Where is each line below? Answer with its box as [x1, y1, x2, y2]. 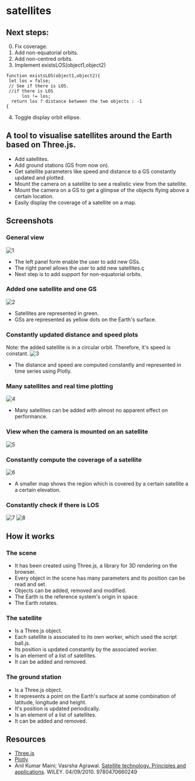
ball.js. [14, 639, 30, 647]
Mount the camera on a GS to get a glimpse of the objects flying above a [14, 186, 190, 194]
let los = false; [8, 78, 51, 84]
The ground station [6, 673, 62, 681]
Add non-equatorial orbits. [14, 49, 79, 56]
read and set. [14, 580, 47, 587]
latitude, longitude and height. [14, 699, 87, 706]
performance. [14, 413, 48, 420]
